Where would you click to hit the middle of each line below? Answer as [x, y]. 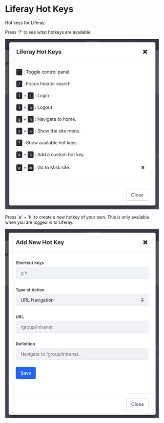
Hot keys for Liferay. [25, 23]
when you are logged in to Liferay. [39, 222]
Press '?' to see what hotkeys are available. [48, 32]
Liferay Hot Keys [39, 9]
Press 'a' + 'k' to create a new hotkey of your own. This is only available [77, 217]
